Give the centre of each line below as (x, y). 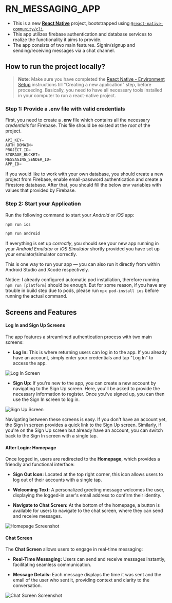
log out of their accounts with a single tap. (57, 480)
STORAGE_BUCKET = (23, 155)
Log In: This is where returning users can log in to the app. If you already (90, 352)
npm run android (23, 234)
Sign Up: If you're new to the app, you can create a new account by (84, 383)
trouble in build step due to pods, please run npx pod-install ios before (82, 290)
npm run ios (18, 224)
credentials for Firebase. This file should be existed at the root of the (78, 125)
